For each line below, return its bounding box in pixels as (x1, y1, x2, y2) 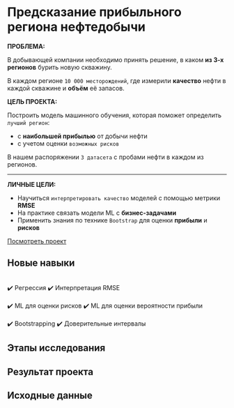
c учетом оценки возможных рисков (17, 139, 120, 147)
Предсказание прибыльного (7, 4, 182, 20)
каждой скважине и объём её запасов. (7, 84, 125, 92)
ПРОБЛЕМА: (7, 42, 45, 50)
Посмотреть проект (7, 236, 67, 245)
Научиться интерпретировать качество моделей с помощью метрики (17, 193, 221, 202)
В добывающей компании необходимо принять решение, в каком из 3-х (7, 55, 224, 63)
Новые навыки (7, 257, 75, 269)
